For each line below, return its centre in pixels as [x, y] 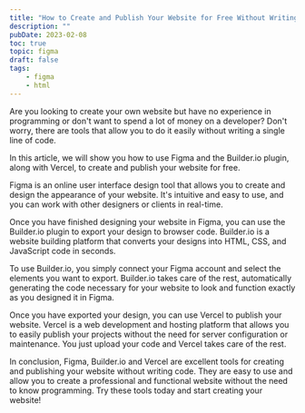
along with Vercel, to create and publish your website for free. [125, 167]
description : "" [40, 26]
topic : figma [34, 52]
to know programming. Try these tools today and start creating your [136, 390]
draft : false [34, 60]
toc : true [28, 43]
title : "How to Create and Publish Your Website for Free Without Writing [154, 18]
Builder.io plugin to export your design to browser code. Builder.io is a [140, 231]
